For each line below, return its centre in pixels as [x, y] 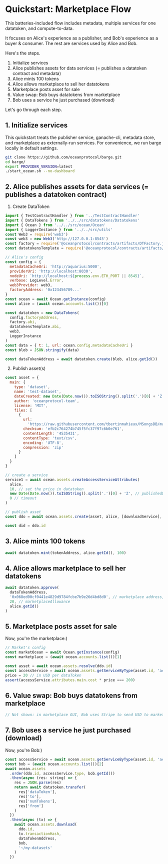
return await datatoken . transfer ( [50, 787]
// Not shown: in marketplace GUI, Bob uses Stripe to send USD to [77, 715]
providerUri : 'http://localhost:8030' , [51, 271]
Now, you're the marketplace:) [36, 638]
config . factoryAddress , [34, 317]
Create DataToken [31, 206]
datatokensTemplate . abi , [35, 327]
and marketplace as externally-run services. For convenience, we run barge [83, 142]
